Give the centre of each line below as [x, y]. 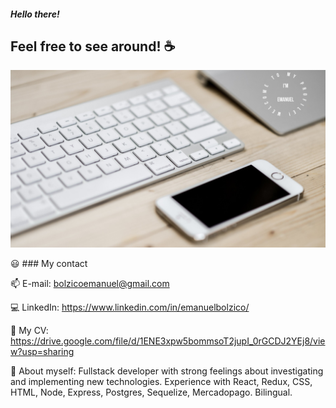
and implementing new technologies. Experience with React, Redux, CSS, [161, 381]
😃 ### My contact [49, 263]
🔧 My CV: [29, 330]
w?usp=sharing [42, 351]
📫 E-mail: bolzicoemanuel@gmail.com [90, 283]
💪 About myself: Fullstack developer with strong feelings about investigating [167, 371]
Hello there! [35, 14]
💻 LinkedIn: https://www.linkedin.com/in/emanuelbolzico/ [130, 307]
